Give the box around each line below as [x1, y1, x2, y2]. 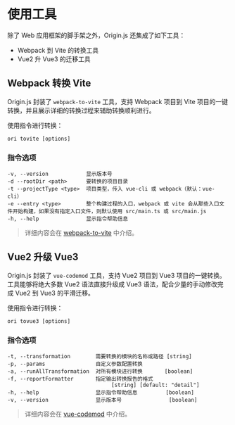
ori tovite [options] [7, 135, 71, 142]
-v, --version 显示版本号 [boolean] [7, 397, 198, 404]
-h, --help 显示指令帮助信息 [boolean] [7, 389, 195, 396]
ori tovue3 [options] [7, 317, 71, 324]
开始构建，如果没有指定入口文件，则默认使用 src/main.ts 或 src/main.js [12, 208, 207, 215]
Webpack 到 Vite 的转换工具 [17, 46, 99, 54]
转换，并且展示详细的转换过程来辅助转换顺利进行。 [7, 106, 155, 115]
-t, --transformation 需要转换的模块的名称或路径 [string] [7, 353, 192, 360]
